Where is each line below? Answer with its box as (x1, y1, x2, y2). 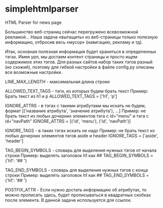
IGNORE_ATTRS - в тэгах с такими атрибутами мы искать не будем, (5, 103, 146, 108)
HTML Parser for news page (5, 19, 62, 25)
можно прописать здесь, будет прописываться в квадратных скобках (5, 192, 151, 198)
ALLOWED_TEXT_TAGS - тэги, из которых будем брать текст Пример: (5, 88, 148, 94)
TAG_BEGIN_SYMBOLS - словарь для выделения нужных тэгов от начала (5, 147, 157, 153)
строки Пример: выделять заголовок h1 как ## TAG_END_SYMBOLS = (5, 172, 149, 178)
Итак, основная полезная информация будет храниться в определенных (5, 49, 157, 54)
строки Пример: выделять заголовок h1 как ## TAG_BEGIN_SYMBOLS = (5, 152, 153, 158)
